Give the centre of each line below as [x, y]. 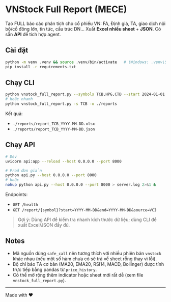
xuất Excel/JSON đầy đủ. [44, 225]
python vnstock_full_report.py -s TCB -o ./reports [61, 104]
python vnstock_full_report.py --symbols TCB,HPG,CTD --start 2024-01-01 [85, 94]
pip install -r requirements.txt [41, 67]
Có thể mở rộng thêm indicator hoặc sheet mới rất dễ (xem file [78, 275]
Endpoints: [17, 194]
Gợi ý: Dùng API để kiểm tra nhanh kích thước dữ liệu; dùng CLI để [87, 219]
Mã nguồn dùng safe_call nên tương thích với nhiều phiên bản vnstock [87, 253]
